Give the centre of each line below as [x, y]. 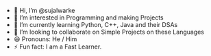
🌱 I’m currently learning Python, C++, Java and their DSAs [96, 25]
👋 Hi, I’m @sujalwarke [44, 10]
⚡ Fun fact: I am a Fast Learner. [58, 47]
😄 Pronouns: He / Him [45, 39]
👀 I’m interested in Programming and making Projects [89, 18]
